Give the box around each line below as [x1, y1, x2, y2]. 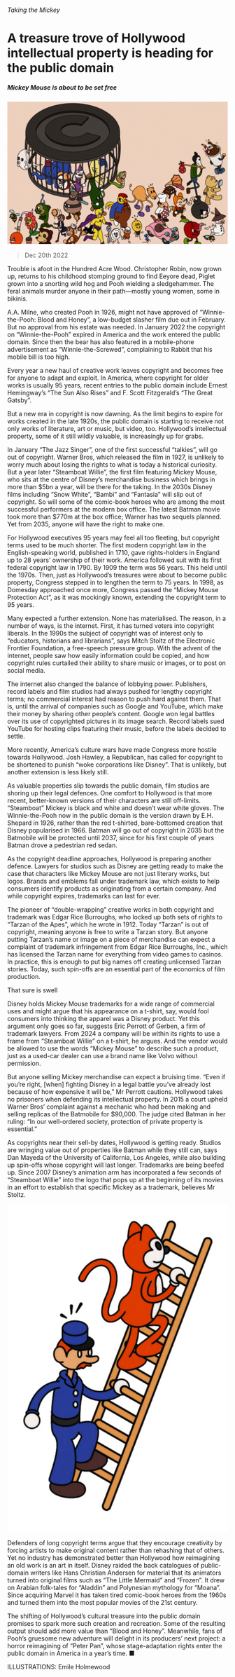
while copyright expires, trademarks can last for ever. [7, 891, 161, 900]
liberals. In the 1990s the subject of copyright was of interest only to [7, 629, 204, 637]
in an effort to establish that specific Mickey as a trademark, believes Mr [7, 1183, 215, 1191]
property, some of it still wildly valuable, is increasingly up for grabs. [7, 432, 204, 440]
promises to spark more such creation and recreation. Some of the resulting [7, 1620, 226, 1628]
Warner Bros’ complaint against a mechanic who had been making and [7, 1102, 211, 1111]
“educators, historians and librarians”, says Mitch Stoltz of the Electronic [7, 636, 215, 645]
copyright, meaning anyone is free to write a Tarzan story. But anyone [7, 927, 208, 936]
